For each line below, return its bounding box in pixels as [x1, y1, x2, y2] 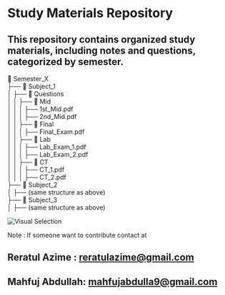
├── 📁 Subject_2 [7, 180, 58, 189]
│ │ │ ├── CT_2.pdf [7, 173, 66, 181]
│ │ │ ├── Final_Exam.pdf [7, 128, 85, 136]
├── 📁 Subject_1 [7, 82, 56, 90]
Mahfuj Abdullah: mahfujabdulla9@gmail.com [7, 276, 218, 288]
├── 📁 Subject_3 [7, 196, 58, 204]
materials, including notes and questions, [7, 44, 196, 56]
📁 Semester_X [7, 75, 49, 83]
